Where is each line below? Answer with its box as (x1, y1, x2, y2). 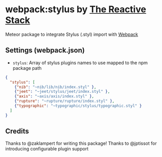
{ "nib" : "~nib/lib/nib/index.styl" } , (14, 84, 96, 90)
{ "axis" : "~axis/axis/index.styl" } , (14, 94, 94, 99)
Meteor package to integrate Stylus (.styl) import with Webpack (5, 31, 138, 37)
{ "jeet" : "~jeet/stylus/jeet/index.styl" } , (14, 89, 110, 94)
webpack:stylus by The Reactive (5, 4, 146, 15)
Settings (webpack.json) (5, 46, 85, 55)
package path (12, 65, 42, 71)
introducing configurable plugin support (5, 146, 89, 152)
